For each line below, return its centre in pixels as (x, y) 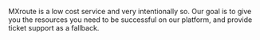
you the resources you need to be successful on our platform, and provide (130, 20)
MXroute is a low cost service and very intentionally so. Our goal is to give (130, 11)
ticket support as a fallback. (54, 28)
